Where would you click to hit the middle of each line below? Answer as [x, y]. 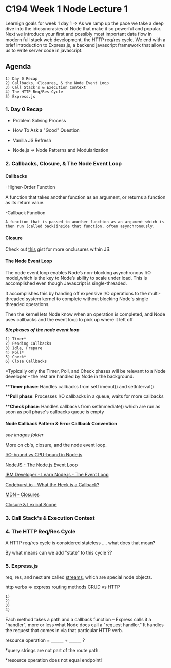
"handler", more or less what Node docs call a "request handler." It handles [85, 625]
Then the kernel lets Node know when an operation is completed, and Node [85, 314]
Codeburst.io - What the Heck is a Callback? [52, 484]
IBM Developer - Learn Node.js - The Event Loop [57, 474]
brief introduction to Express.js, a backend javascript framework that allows [85, 45]
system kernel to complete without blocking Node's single [87, 299]
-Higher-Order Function [30, 187]
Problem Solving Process [39, 121]
